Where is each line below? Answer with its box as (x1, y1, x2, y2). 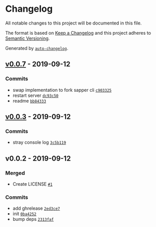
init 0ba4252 (12, 211, 37, 217)
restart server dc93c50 (12, 92, 59, 98)
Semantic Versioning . (5, 35, 50, 41)
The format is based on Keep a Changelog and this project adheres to (5, 30, 151, 36)
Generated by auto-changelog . (5, 45, 69, 51)
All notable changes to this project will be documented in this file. (5, 20, 142, 26)
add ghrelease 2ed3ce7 (12, 205, 60, 212)
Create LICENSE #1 (12, 181, 53, 187)
